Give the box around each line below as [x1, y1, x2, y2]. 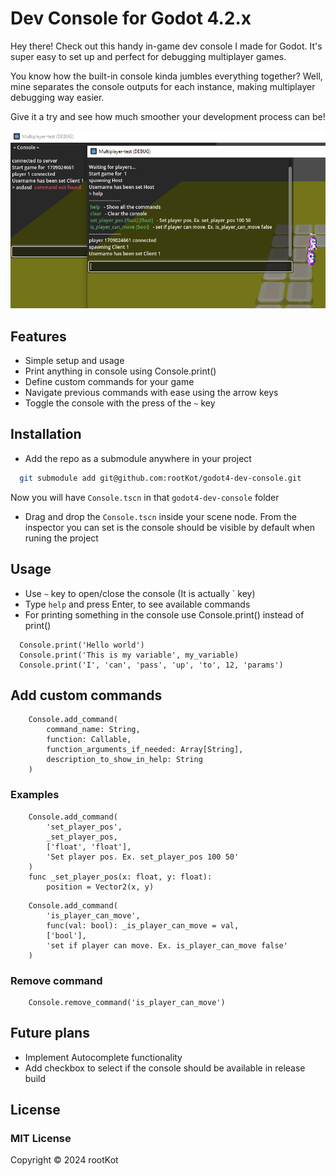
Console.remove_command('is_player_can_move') [28, 997, 226, 1007]
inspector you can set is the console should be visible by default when [24, 521, 315, 533]
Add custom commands [10, 687, 163, 704]
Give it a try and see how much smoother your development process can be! [10, 110, 326, 122]
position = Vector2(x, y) [46, 882, 155, 892]
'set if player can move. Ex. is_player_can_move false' [46, 940, 288, 951]
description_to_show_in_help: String [46, 755, 203, 765]
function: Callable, [46, 735, 132, 745]
